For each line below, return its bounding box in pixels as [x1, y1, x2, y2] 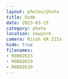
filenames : [6, 48, 33, 53]
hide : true [6, 42, 33, 48]
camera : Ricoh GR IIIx [6, 36, 62, 42]
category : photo [6, 25, 46, 31]
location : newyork [6, 31, 51, 37]
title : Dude [6, 14, 35, 20]
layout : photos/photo [6, 8, 60, 15]
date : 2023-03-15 [6, 20, 49, 26]
